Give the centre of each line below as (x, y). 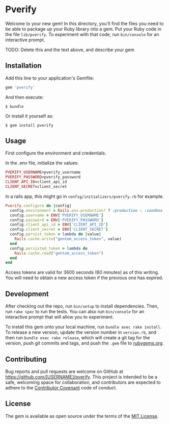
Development (27, 294)
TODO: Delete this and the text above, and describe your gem (70, 49)
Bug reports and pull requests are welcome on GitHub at (64, 371)
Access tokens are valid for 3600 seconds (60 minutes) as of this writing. (82, 272)
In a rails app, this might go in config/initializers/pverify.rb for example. (84, 196)
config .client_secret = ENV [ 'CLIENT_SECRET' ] (59, 230)
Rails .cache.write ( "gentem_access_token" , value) (68, 239)
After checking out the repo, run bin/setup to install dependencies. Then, (82, 306)
